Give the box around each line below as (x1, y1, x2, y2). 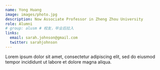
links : (5, 30, 19, 35)
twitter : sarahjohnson (10, 40, 58, 45)
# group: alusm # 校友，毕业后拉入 (5, 26, 74, 31)
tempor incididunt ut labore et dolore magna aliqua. (5, 58, 112, 65)
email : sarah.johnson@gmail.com (10, 35, 78, 40)
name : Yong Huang (5, 7, 42, 12)
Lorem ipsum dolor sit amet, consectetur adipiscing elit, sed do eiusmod (5, 53, 155, 59)
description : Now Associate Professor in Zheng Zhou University (5, 16, 143, 21)
